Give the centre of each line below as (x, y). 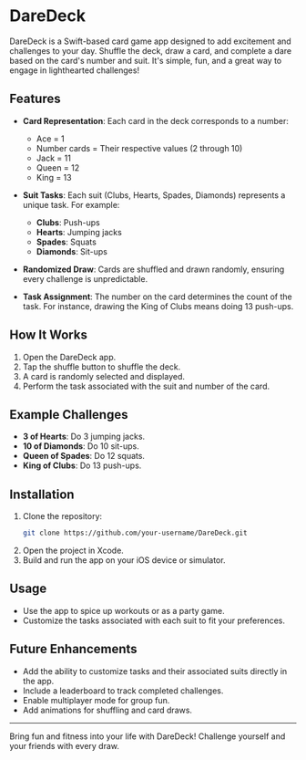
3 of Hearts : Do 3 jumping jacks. (84, 437)
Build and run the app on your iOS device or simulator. (124, 560)
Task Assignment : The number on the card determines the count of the (158, 297)
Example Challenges (69, 415)
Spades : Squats (66, 242)
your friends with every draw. (65, 745)
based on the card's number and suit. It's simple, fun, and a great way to (146, 60)
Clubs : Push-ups (68, 222)
